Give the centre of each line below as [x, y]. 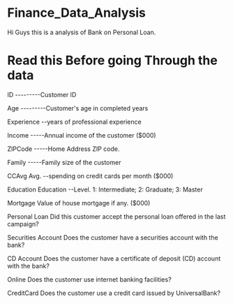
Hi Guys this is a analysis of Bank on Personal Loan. [82, 32]
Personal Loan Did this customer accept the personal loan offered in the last [116, 216]
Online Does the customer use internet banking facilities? [90, 279]
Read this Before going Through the [112, 60]
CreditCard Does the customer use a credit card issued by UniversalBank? [114, 293]
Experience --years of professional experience [74, 122]
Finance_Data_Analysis [77, 13]
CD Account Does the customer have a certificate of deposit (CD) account [114, 258]
